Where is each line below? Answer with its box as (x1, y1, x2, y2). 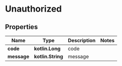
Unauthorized (5, 3, 62, 15)
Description (67, 37, 96, 44)
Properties (5, 23, 38, 31)
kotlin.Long (34, 45, 61, 52)
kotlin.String (34, 53, 63, 60)
